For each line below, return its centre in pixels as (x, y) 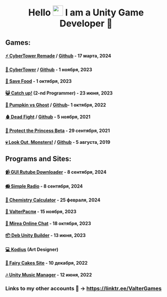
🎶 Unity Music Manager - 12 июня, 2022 (49, 275)
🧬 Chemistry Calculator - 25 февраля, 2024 (53, 200)
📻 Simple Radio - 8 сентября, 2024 (44, 186)
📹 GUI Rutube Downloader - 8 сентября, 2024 (56, 172)
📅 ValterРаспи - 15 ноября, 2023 (41, 212)
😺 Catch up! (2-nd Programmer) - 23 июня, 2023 (59, 93)
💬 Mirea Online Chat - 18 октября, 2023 (48, 223)
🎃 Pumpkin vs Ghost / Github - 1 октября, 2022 (56, 105)
